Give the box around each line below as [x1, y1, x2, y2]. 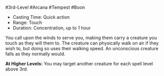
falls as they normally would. [5, 51, 65, 57]
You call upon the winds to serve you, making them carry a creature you [5, 35, 157, 41]
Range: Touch [12, 20, 42, 25]
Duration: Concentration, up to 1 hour [12, 25, 91, 31]
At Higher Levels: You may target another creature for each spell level [5, 61, 153, 66]
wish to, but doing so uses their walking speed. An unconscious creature [5, 46, 158, 51]
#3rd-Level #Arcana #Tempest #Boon [5, 5, 85, 10]
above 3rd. [5, 66, 28, 72]
